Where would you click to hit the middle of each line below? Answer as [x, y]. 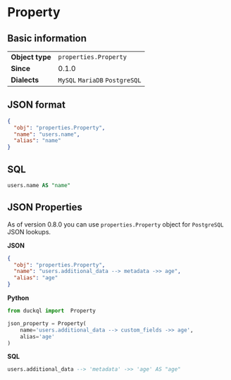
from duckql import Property [52, 311]
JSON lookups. [29, 232]
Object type [31, 57]
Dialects [25, 80]
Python [18, 298]
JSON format [36, 105]
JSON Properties [45, 207]
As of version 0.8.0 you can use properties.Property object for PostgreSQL [115, 224]
